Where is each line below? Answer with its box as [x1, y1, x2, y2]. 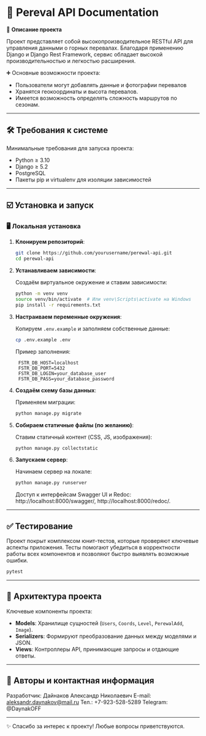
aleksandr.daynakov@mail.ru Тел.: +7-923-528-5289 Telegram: [6, 698, 168, 705]
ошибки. [6, 557, 29, 564]
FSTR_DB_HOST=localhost [18, 360, 79, 366]
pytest [6, 569, 23, 575]
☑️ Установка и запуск [6, 200, 94, 211]
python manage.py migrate [15, 410, 82, 416]
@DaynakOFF [6, 705, 42, 712]
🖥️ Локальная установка [6, 222, 81, 230]
